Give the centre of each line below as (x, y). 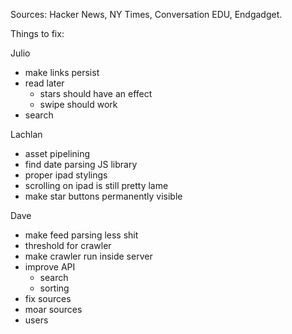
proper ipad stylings (66, 175)
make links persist (62, 72)
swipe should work (78, 104)
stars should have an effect (96, 93)
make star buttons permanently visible (103, 196)
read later (44, 83)
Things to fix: (37, 33)
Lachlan (26, 134)
